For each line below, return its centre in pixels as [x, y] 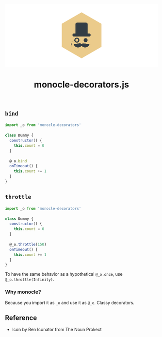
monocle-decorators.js [81, 84]
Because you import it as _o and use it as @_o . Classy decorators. [70, 302]
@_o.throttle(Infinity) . [30, 279]
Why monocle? [23, 292]
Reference [21, 318]
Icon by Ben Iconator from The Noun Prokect [57, 330]
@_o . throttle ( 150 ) [28, 244]
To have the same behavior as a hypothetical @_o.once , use [64, 274]
